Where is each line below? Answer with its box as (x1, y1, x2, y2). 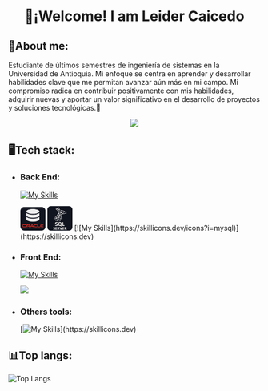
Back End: (19, 171, 61, 183)
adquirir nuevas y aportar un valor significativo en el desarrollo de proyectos (8, 95, 260, 103)
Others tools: (19, 306, 73, 317)
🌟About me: (8, 39, 70, 53)
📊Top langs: (8, 349, 73, 362)
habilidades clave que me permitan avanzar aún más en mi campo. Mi (8, 78, 238, 87)
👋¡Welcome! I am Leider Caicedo (24, 7, 245, 26)
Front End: (19, 252, 62, 263)
